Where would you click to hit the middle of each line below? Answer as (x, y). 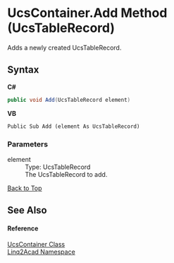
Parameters (27, 144)
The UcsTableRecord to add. (66, 174)
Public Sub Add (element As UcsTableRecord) (74, 126)
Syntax (23, 70)
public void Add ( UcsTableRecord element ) (69, 100)
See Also (27, 210)
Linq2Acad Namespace (41, 252)
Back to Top (25, 188)
